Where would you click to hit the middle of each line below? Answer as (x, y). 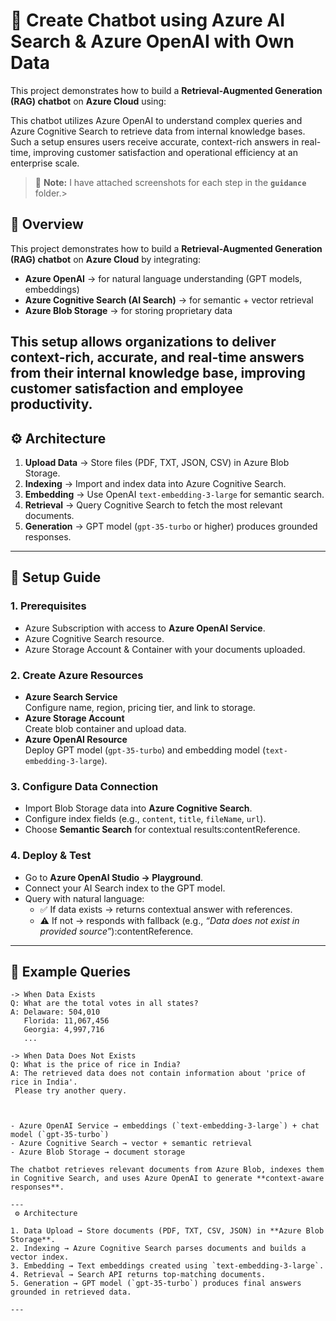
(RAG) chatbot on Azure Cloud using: (88, 101)
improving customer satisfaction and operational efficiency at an (165, 152)
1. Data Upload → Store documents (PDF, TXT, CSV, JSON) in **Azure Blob (167, 1231)
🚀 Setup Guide (56, 577)
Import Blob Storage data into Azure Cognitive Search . (138, 808)
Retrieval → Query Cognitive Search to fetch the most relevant (153, 505)
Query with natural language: (84, 898)
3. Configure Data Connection (84, 786)
